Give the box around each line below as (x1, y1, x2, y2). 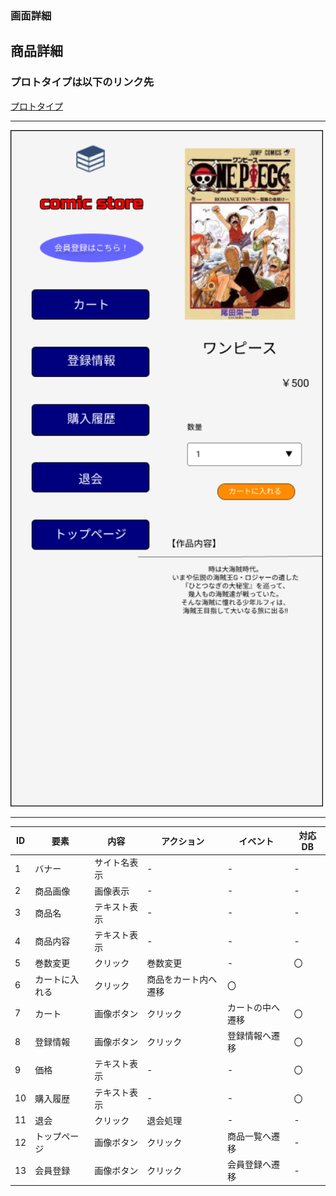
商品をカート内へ (146, 973, 218, 985)
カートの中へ (227, 1001, 281, 1013)
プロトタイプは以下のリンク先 (10, 75, 155, 89)
